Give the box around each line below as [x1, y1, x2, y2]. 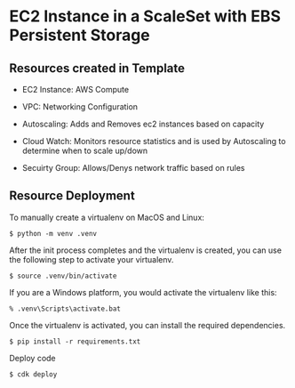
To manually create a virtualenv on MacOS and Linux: [9, 212, 204, 222]
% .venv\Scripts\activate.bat [9, 304, 122, 313]
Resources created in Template [9, 61, 185, 76]
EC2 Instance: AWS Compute [21, 85, 130, 94]
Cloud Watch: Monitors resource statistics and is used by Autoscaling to [21, 136, 286, 146]
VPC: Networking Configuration [21, 101, 139, 112]
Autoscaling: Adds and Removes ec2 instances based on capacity [21, 118, 265, 129]
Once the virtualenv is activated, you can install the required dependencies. [9, 319, 286, 330]
